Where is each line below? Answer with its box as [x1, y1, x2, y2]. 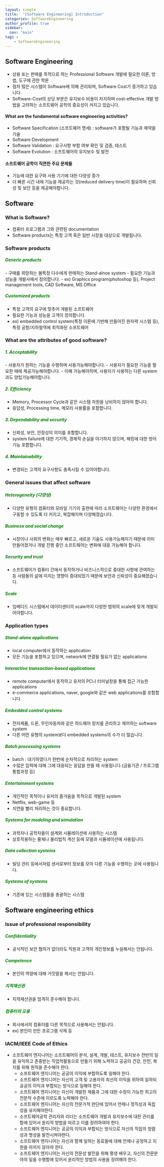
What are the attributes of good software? [5, 337, 107, 344]
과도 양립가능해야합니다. [5, 374, 51, 380]
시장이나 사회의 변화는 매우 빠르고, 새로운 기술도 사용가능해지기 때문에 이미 [12, 536, 155, 542]
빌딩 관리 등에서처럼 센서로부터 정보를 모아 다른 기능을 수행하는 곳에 [12, 861, 142, 867]
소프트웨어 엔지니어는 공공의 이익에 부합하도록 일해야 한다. [19, 1071, 131, 1077]
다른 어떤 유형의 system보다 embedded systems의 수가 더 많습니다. [12, 731, 143, 738]
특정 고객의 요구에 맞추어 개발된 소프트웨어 [12, 306, 94, 312]
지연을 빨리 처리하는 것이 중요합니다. [12, 805, 82, 811]
